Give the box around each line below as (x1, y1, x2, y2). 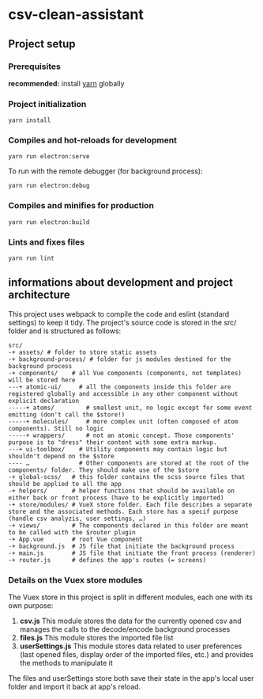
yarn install (8, 116, 51, 124)
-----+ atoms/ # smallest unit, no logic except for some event (8, 404, 253, 412)
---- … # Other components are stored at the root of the (8, 459, 249, 467)
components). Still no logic (8, 424, 104, 432)
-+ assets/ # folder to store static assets (8, 348, 157, 356)
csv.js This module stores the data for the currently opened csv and (19, 616, 242, 626)
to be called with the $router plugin (8, 528, 136, 536)
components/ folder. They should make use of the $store (8, 465, 200, 474)
